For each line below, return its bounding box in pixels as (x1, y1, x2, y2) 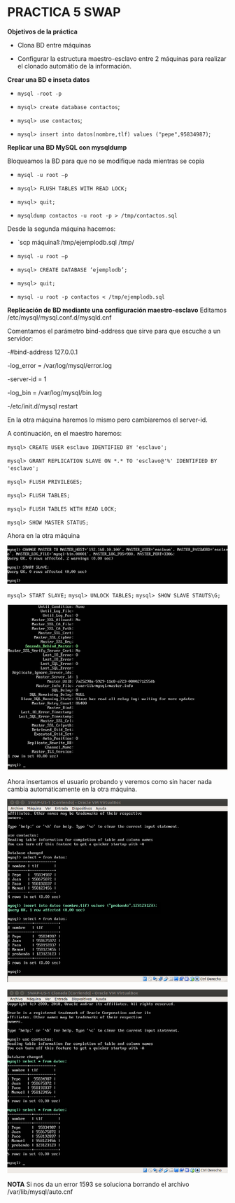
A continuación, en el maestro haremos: (7, 429, 122, 437)
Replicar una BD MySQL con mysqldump (7, 143, 127, 151)
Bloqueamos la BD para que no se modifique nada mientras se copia (7, 157, 205, 165)
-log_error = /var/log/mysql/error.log (7, 361, 112, 369)
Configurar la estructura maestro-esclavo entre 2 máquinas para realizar (17, 54, 227, 63)
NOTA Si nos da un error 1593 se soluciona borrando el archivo (7, 1180, 190, 1189)
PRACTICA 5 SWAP (7, 4, 121, 20)
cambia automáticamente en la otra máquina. (7, 785, 138, 793)
